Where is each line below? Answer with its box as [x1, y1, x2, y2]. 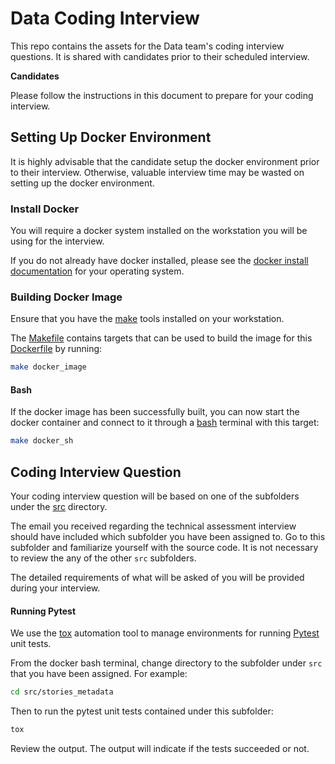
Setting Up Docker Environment [10, 129, 212, 146]
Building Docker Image [10, 290, 123, 304]
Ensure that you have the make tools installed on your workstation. [10, 313, 285, 325]
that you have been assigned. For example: [10, 668, 188, 680]
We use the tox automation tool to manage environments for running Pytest [10, 627, 320, 639]
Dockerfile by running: [10, 343, 103, 355]
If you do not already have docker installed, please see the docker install [10, 255, 309, 267]
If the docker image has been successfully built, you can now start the [10, 406, 300, 418]
